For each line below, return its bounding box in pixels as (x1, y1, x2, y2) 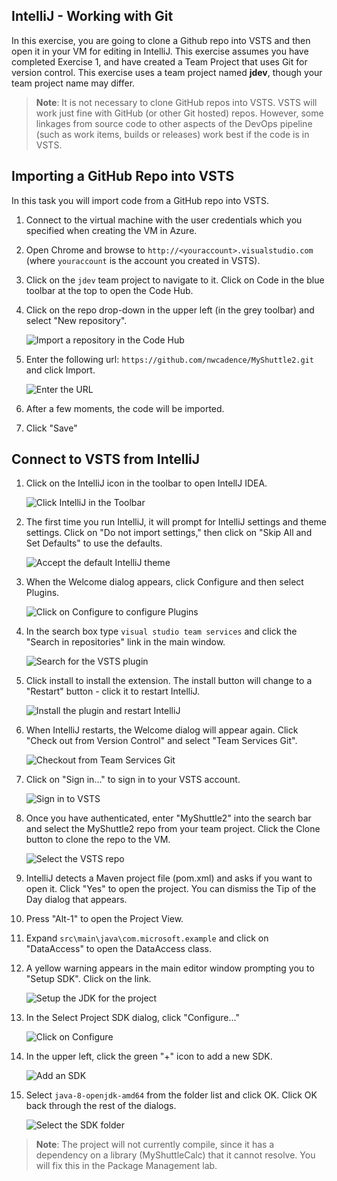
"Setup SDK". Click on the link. (25, 973, 152, 985)
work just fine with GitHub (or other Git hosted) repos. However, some (35, 107, 324, 119)
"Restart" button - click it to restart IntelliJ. (25, 685, 201, 698)
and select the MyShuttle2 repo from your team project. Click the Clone (25, 823, 321, 835)
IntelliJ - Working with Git (11, 8, 174, 25)
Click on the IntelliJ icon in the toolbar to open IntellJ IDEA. (25, 477, 268, 489)
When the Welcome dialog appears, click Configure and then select (25, 576, 304, 588)
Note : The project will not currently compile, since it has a (35, 1139, 275, 1151)
